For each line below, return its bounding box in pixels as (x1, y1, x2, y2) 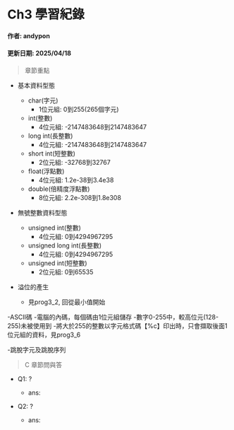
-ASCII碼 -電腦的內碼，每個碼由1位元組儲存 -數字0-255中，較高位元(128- (7, 313, 219, 321)
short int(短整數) (27, 149, 76, 158)
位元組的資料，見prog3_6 (7, 330, 81, 339)
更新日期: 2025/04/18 (7, 49, 72, 57)
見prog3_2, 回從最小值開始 (27, 298, 106, 306)
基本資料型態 (17, 81, 55, 89)
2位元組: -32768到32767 (38, 158, 111, 166)
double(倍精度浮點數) (27, 185, 90, 193)
